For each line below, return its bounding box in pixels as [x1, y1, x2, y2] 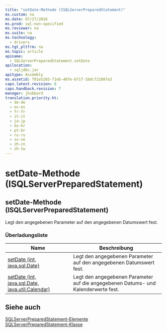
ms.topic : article [5, 49, 43, 54]
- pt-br [9, 128, 26, 133]
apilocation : [5, 63, 32, 68]
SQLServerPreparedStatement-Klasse [5, 321, 83, 327]
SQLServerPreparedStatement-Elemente [5, 316, 88, 322]
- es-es [9, 105, 26, 110]
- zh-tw [9, 147, 26, 152]
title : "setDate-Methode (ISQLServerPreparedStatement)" [5, 7, 126, 12]
